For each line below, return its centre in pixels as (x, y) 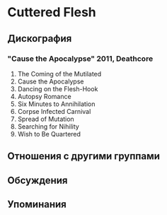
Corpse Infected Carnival (54, 111)
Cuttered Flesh (52, 12)
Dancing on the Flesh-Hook (58, 88)
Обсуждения (38, 180)
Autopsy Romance (45, 96)
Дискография (40, 39)
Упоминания (37, 205)
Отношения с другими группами (84, 156)
